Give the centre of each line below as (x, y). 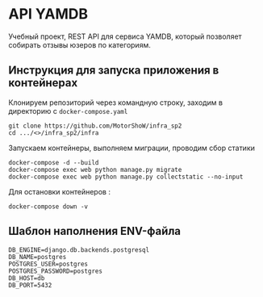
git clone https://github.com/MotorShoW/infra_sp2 (95, 126)
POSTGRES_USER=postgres (48, 264)
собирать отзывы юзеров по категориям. (79, 44)
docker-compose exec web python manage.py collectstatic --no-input (126, 177)
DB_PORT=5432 (30, 285)
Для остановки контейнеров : (60, 191)
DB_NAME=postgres (38, 257)
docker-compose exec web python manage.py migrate (95, 169)
